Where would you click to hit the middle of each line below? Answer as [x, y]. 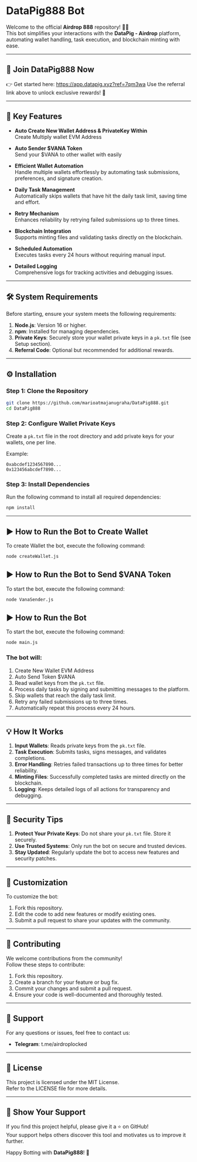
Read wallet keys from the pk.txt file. [60, 683]
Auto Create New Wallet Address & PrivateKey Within [81, 131]
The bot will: [24, 657]
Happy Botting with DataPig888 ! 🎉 [48, 1153]
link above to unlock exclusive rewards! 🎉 [56, 93]
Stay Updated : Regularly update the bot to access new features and [97, 852]
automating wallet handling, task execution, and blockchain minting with [93, 39]
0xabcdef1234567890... [34, 465]
